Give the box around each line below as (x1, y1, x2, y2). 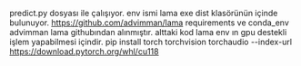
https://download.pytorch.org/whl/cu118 (9, 46, 159, 57)
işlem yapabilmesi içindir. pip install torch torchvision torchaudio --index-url (9, 36, 293, 47)
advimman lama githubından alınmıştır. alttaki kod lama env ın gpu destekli (9, 27, 287, 37)
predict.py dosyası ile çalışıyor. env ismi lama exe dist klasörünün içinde (9, 8, 278, 18)
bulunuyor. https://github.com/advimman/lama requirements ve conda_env (9, 17, 289, 28)
